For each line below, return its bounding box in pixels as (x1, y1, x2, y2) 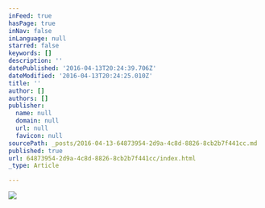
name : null (15, 110, 52, 118)
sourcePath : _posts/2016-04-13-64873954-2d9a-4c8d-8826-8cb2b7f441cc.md (8, 139, 258, 148)
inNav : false (8, 27, 52, 35)
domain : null (15, 117, 60, 125)
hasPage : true (8, 19, 56, 27)
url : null (15, 124, 48, 132)
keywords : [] (8, 49, 52, 57)
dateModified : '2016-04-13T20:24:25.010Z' (8, 72, 153, 80)
